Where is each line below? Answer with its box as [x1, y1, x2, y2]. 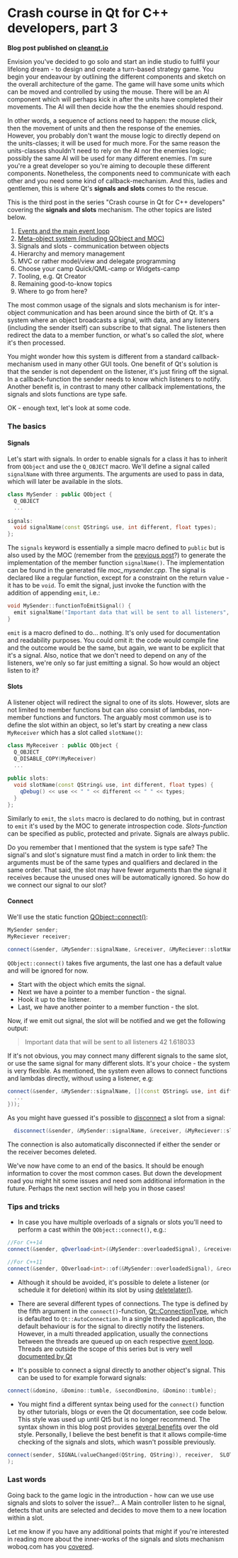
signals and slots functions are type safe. [7, 389, 127, 398]
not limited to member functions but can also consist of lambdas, [7, 706, 197, 714]
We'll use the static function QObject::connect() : [7, 912, 148, 921]
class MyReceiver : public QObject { [7, 742, 119, 749]
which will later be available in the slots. [7, 477, 123, 486]
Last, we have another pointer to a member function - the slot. [17, 1002, 200, 1011]
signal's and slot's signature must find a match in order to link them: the [7, 850, 216, 859]
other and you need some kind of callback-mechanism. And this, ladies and [7, 176, 228, 185]
